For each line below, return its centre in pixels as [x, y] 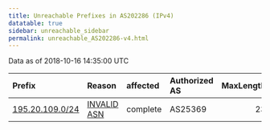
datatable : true [35, 23]
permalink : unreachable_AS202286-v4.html [79, 38]
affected [143, 86]
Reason [102, 86]
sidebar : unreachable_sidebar [59, 30]
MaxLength [244, 86]
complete [144, 109]
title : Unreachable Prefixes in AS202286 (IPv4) [91, 16]
